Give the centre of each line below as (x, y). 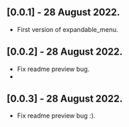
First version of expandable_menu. (67, 29)
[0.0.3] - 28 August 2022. (65, 99)
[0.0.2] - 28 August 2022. (65, 52)
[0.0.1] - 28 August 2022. (63, 12)
